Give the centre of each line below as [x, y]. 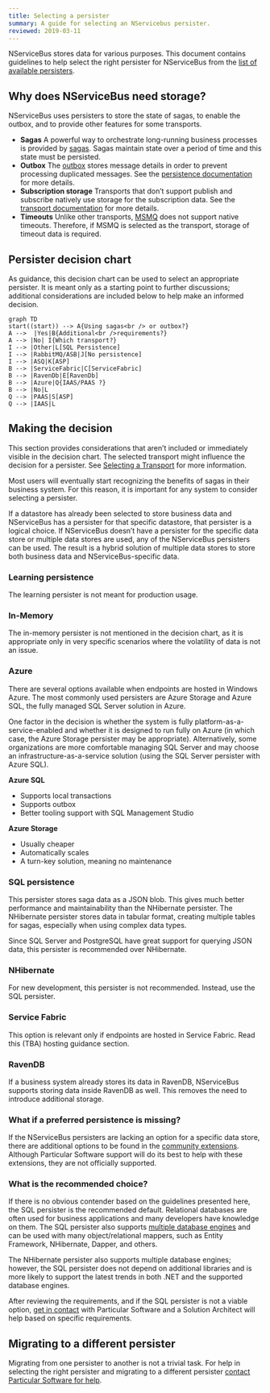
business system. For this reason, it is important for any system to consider [133, 489]
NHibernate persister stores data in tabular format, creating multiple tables [132, 917]
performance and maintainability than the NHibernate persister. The [120, 908]
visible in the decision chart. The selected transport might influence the [127, 456]
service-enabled [35, 730]
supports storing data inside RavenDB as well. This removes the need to [128, 1090]
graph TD [23, 319]
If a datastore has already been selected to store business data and [120, 514]
